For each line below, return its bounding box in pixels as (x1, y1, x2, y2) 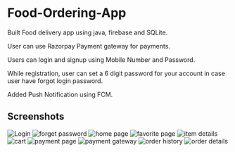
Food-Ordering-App (7, 5, 127, 21)
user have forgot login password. (7, 76, 103, 85)
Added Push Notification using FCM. (7, 90, 113, 99)
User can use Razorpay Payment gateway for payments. (7, 42, 171, 50)
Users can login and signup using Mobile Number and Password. (7, 55, 196, 64)
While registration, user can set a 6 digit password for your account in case (7, 69, 225, 77)
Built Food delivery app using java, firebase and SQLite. (7, 28, 168, 37)
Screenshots (7, 110, 65, 122)
